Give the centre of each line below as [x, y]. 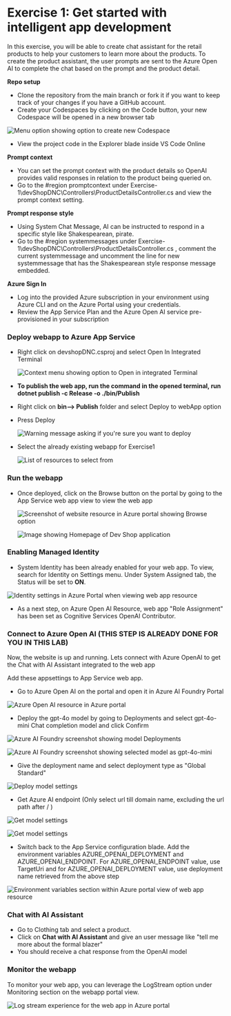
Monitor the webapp [42, 970]
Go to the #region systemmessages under [77, 241]
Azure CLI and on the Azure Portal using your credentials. [99, 304]
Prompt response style [41, 213]
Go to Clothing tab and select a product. [74, 930]
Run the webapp [35, 478]
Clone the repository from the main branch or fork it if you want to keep [119, 95]
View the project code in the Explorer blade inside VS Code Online [111, 143]
